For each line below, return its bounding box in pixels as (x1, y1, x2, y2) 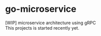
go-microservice (5, 3, 76, 15)
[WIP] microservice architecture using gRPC (5, 20, 96, 26)
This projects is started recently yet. (5, 25, 79, 31)
